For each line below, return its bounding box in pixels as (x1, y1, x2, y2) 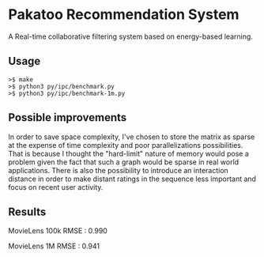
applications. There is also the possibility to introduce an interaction (8, 165, 229, 175)
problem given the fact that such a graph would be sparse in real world (8, 157, 239, 167)
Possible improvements (8, 111, 127, 124)
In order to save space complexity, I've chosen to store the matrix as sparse (8, 132, 255, 142)
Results (8, 205, 47, 218)
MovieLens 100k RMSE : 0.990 (8, 226, 108, 236)
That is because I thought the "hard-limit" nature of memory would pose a (8, 149, 249, 158)
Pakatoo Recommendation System (8, 6, 239, 24)
